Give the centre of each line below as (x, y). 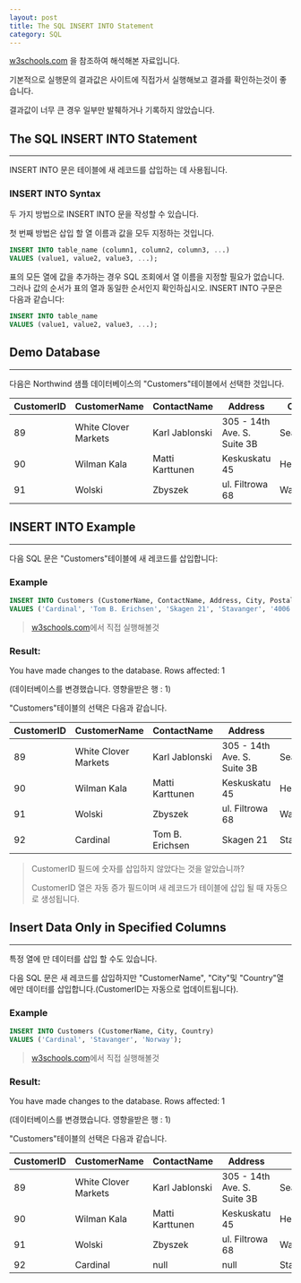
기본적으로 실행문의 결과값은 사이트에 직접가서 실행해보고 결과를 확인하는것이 (143, 80)
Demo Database (55, 353)
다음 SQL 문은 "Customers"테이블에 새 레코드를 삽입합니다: (113, 558)
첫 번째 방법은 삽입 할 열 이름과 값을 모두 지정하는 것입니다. (112, 233)
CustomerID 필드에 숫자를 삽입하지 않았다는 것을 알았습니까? (138, 868)
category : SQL (36, 34)
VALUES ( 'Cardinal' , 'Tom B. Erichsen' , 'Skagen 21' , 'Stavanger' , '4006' (152, 609)
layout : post (34, 17)
